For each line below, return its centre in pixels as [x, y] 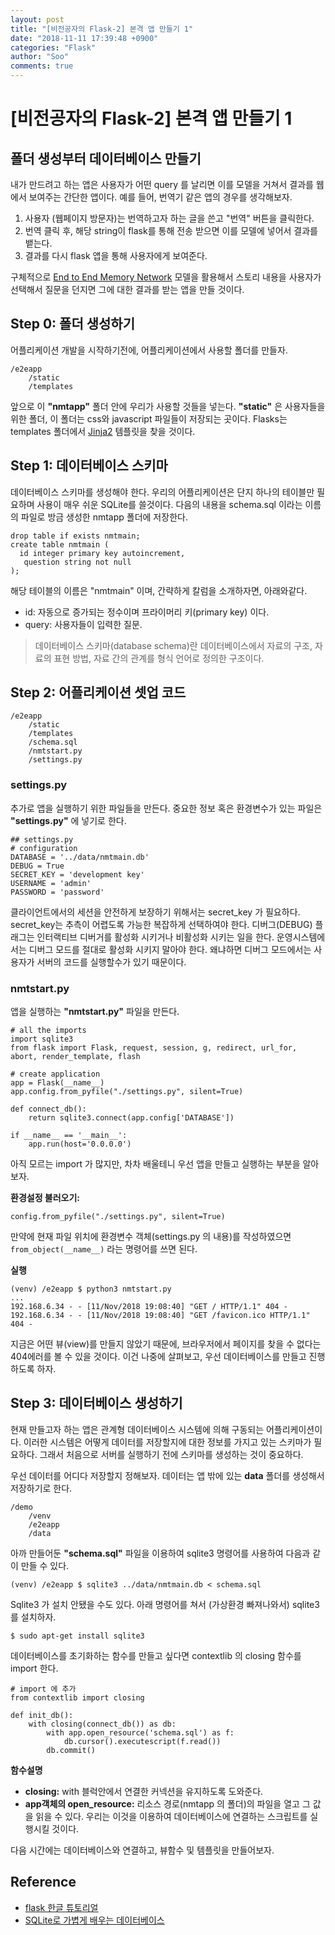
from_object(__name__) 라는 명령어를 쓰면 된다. [104, 1249]
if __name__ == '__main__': [69, 1136]
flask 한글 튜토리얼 [61, 1907]
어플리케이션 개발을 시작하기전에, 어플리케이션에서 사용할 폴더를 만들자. [149, 350]
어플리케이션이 [294, 1429]
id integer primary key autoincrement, [102, 553]
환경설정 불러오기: [45, 1198]
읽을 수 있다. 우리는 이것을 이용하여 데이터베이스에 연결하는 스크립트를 [171, 1816]
